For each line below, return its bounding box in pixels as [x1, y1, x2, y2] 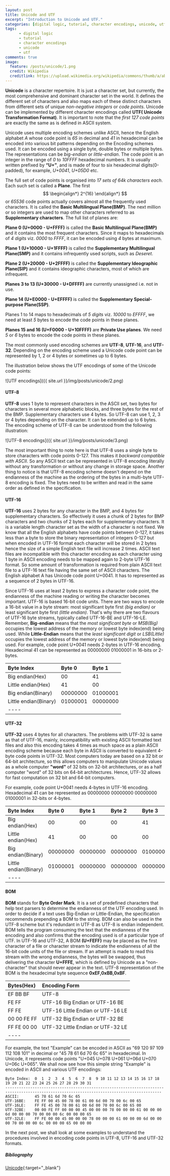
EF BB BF [8, 990, 30, 997]
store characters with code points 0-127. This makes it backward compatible [5, 453, 165, 459]
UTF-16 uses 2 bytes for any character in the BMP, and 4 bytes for [5, 508, 144, 514]
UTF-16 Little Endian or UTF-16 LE [42, 1007, 127, 1014]
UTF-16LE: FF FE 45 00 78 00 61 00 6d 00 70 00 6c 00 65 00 [5, 1102, 142, 1108]
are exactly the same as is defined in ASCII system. [5, 120, 112, 126]
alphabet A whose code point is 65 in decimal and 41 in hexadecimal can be [5, 135, 163, 141]
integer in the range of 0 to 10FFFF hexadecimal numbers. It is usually [5, 156, 151, 162]
